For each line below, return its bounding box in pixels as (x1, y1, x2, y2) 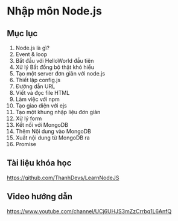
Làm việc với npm (15, 95, 60, 103)
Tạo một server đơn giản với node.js (15, 70, 105, 77)
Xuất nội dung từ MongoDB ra (15, 134, 90, 141)
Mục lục (7, 28, 38, 39)
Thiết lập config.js (15, 77, 61, 83)
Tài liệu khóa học (7, 158, 72, 168)
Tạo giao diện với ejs (15, 102, 67, 109)
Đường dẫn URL (15, 83, 56, 90)
